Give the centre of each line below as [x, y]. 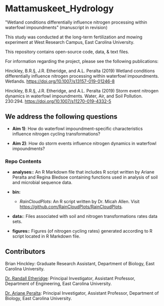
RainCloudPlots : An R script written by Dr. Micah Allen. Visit [80, 202]
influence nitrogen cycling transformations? [56, 134]
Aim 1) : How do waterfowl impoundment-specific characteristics [78, 128]
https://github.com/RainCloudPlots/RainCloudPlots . [71, 207]
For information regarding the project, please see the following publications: [82, 61]
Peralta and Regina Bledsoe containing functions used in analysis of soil [85, 177]
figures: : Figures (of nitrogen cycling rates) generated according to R [82, 231]
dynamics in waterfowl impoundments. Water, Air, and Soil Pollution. [74, 96]
